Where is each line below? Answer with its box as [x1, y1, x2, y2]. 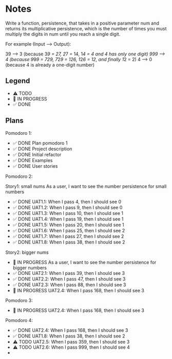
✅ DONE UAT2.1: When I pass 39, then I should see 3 [12, 270, 125, 276]
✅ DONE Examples [12, 157, 53, 163]
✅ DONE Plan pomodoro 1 [12, 139, 68, 146]
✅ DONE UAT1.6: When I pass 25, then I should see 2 [12, 227, 125, 233]
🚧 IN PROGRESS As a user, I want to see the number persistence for [12, 259, 157, 265]
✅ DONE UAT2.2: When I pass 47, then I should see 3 [12, 275, 126, 282]
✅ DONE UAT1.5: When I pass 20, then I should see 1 [12, 222, 124, 228]
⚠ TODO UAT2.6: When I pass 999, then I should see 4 [12, 344, 130, 350]
